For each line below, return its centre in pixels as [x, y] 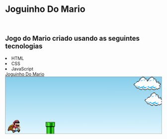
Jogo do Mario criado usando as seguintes [73, 38]
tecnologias [24, 46]
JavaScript [23, 69]
